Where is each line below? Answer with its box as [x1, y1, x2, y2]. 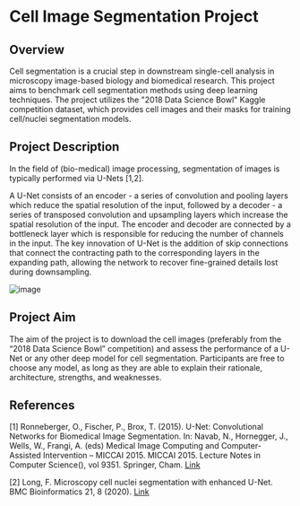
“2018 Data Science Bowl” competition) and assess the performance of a [9, 343, 279, 353]
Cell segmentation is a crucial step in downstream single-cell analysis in [9, 65, 275, 76]
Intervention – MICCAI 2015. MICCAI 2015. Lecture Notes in [43, 450, 261, 461]
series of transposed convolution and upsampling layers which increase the [9, 209, 288, 220]
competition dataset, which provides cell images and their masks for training [9, 104, 291, 114]
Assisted [9, 450, 42, 461]
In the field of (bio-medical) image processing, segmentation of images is [9, 163, 280, 174]
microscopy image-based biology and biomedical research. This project [9, 75, 275, 86]
